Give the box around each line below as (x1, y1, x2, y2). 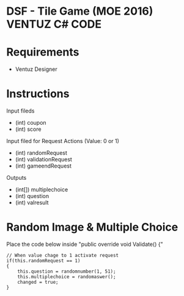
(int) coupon (15, 119, 47, 127)
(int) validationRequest (15, 156, 72, 163)
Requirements (6, 45, 79, 59)
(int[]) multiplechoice (15, 186, 68, 193)
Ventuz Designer (15, 65, 58, 73)
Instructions (6, 87, 70, 101)
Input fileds (6, 107, 35, 114)
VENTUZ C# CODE (6, 17, 102, 31)
